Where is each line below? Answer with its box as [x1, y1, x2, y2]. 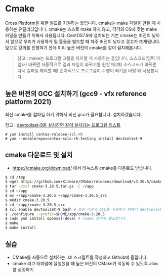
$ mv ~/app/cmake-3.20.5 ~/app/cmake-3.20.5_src [5, 193, 107, 198]
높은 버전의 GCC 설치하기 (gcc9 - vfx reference [5, 90, 147, 98]
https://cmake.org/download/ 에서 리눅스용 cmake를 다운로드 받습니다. [12, 165, 153, 171]
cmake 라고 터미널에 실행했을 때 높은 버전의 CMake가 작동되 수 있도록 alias [12, 260, 159, 266]
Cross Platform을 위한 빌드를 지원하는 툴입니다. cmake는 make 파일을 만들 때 [5, 20, 156, 26]
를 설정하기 [12, 267, 34, 273]
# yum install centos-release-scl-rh [5, 132, 83, 137]
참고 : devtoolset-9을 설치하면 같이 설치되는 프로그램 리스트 [5, 122, 121, 128]
